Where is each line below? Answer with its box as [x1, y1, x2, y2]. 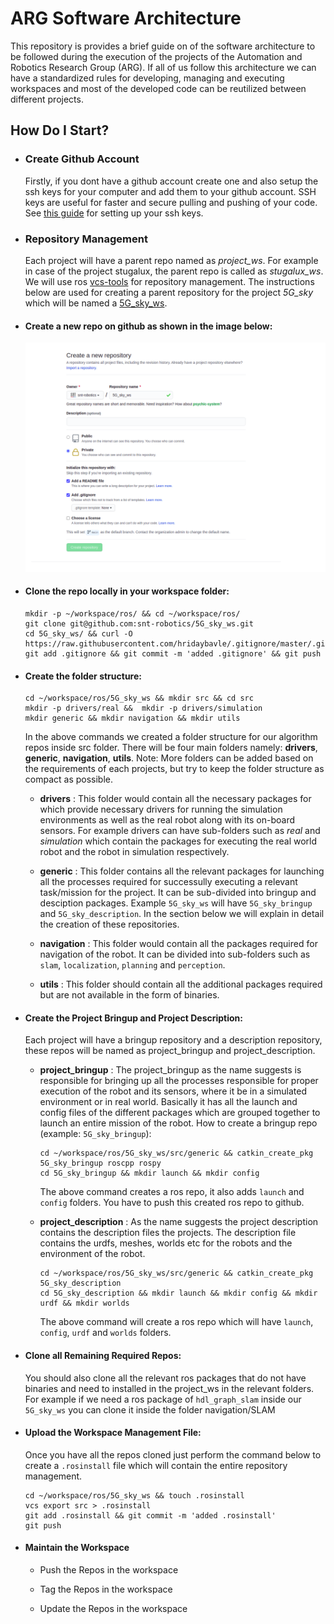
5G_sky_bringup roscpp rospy [39, 1158, 162, 1169]
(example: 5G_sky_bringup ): [39, 1128, 152, 1140]
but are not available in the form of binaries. [39, 989, 220, 1001]
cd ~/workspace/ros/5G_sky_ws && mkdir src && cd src [24, 693, 254, 704]
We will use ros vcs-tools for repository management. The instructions [24, 275, 315, 287]
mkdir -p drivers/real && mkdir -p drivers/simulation [24, 703, 263, 714]
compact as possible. [24, 773, 114, 786]
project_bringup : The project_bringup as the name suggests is [39, 1064, 302, 1076]
